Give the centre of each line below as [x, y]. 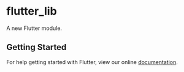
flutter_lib [32, 11]
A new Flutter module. [34, 28]
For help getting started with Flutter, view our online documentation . [92, 62]
